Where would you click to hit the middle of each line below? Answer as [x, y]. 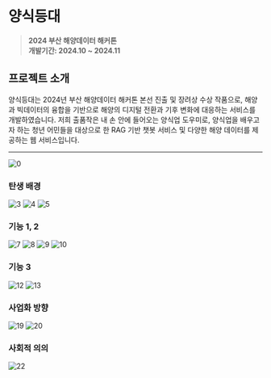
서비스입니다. [59, 140]
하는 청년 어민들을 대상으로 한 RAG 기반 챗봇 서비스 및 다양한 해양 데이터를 [133, 129]
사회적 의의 [29, 348]
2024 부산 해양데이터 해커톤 [72, 40]
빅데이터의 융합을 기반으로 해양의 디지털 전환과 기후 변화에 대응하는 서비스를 [136, 109]
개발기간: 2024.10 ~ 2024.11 [74, 50]
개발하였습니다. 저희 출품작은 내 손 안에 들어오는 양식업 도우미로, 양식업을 [123, 120]
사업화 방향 [29, 308]
